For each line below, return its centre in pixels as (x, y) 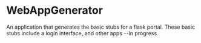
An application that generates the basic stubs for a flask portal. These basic (101, 27)
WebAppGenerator (54, 10)
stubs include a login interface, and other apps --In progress (82, 33)
